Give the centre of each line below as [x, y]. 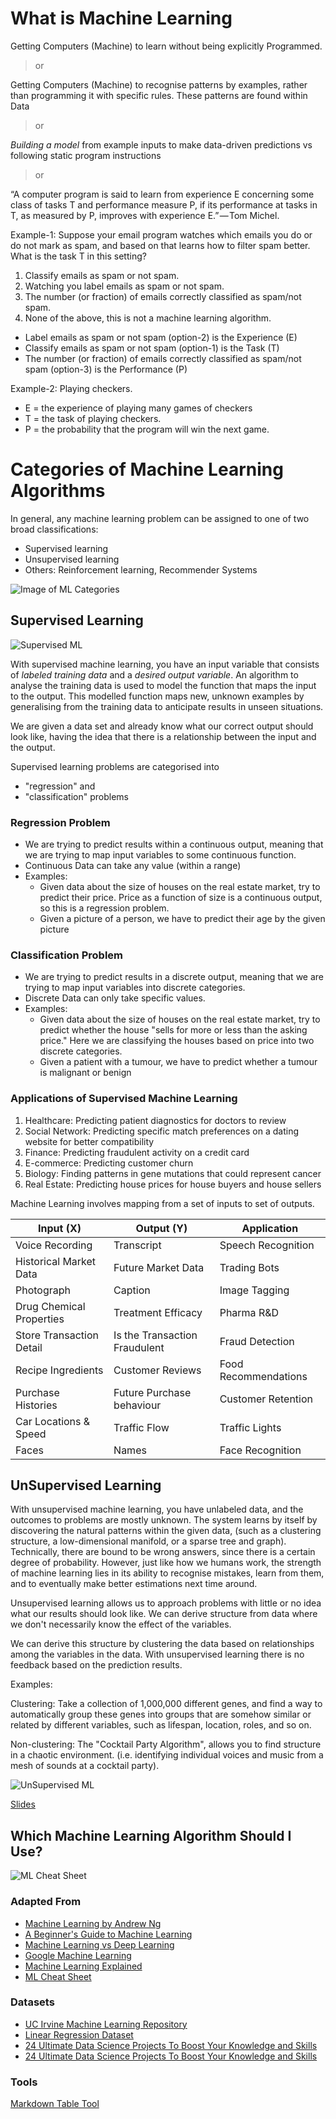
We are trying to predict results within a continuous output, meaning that [174, 844]
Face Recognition [260, 1450]
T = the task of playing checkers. [93, 418]
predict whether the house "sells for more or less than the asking [173, 1030]
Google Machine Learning [78, 1955]
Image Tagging [254, 1290]
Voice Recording [54, 1245]
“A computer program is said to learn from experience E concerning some [162, 194]
